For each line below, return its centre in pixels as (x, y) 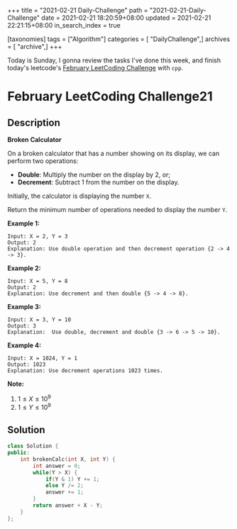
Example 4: (24, 345)
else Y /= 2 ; (64, 486)
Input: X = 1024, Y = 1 (43, 358)
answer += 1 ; (64, 492)
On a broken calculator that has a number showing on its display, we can (114, 153)
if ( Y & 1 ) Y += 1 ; (72, 479)
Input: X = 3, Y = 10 (39, 320)
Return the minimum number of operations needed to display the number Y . (117, 210)
